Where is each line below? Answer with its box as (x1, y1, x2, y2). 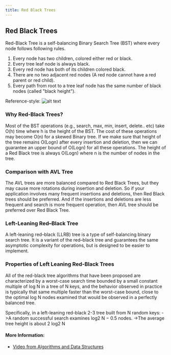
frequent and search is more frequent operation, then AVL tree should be (5, 202, 159, 208)
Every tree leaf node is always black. (12, 61, 90, 67)
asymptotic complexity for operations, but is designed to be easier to (5, 242, 151, 249)
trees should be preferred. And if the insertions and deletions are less (5, 196, 152, 203)
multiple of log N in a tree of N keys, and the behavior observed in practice (5, 283, 162, 289)
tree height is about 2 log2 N (5, 320, 65, 326)
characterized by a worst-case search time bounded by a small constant (5, 278, 158, 284)
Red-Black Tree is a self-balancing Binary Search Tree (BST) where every (5, 40, 160, 46)
